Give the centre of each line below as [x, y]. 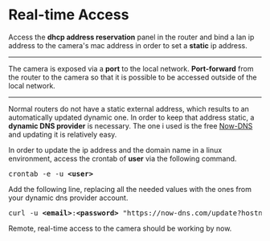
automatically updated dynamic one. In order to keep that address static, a [131, 117]
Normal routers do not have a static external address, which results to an [129, 108]
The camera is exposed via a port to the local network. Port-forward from [131, 68]
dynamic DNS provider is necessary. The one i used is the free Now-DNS [131, 125]
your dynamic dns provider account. [68, 198]
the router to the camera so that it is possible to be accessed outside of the [133, 77]
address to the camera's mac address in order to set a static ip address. [128, 45]
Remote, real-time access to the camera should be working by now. [120, 228]
